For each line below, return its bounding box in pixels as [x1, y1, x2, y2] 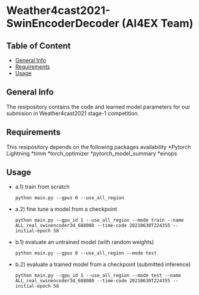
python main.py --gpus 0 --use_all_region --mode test [15, 250, 157, 256]
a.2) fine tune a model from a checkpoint [15, 205, 117, 213]
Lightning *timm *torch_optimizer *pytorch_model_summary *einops [6, 150, 177, 157]
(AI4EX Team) [121, 16, 194, 30]
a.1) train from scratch [15, 183, 70, 191]
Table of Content [6, 41, 71, 51]
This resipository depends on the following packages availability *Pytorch [6, 143, 191, 150]
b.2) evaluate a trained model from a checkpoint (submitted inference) [15, 261, 191, 268]
